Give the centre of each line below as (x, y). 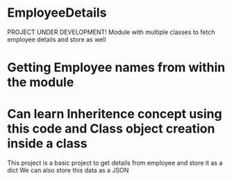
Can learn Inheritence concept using (115, 114)
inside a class (47, 144)
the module (41, 82)
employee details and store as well (57, 39)
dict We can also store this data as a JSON (68, 170)
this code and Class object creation (111, 129)
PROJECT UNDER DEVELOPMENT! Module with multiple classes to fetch (111, 32)
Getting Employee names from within (116, 68)
